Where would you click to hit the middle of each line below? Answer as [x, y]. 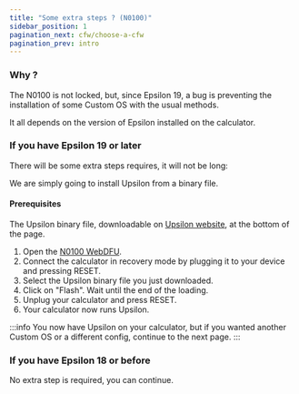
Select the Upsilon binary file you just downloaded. [118, 281]
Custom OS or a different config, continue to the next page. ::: [125, 337]
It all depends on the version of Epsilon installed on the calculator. [133, 122]
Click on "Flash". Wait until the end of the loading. [115, 290]
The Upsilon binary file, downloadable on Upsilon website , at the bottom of [149, 225]
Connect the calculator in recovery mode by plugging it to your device [154, 261]
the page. [27, 234]
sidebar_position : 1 [49, 26]
